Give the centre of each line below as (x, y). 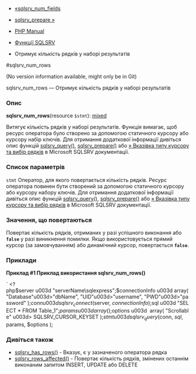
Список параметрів (36, 167)
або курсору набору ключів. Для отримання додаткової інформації (90, 192)
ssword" (16, 303)
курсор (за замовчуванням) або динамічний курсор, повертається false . (98, 245)
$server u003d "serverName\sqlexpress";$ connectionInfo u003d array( (102, 291)
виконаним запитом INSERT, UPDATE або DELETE (76, 365)
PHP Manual (29, 31)
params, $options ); (30, 324)
